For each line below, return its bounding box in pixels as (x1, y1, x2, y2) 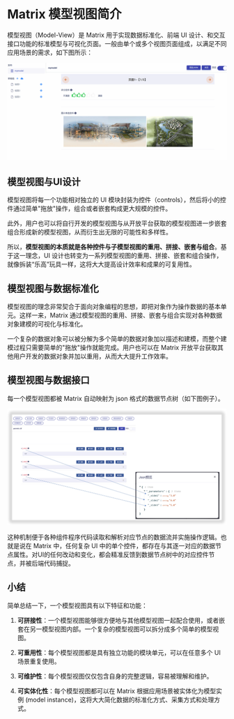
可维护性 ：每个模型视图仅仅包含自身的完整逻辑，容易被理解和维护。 (17, 672, 213, 680)
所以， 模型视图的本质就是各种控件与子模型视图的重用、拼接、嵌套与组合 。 (7, 243, 221, 251)
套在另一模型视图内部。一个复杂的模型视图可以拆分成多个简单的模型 (17, 625, 213, 633)
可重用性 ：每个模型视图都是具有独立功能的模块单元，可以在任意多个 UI (17, 648, 221, 656)
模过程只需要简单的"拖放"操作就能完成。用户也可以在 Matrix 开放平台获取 (7, 343, 218, 351)
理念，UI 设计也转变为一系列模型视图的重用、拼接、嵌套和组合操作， (25, 252, 223, 260)
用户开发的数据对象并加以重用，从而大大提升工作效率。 (13, 352, 172, 360)
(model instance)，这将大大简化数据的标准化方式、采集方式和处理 (25, 695, 214, 704)
